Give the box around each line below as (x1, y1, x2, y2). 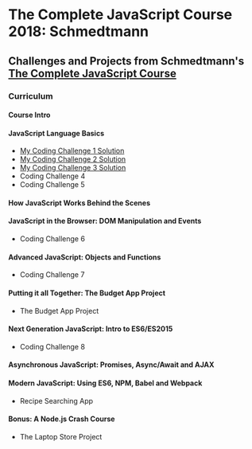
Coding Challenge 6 (19, 234, 86, 244)
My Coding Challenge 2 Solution (19, 154, 126, 164)
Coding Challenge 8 (19, 342, 86, 351)
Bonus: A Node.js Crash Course (8, 414, 115, 424)
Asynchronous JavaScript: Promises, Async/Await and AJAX (8, 360, 215, 369)
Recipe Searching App (19, 396, 94, 405)
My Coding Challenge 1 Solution (19, 146, 125, 156)
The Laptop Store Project (19, 431, 103, 441)
